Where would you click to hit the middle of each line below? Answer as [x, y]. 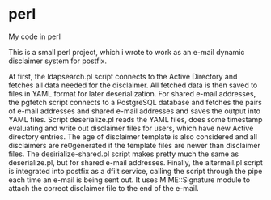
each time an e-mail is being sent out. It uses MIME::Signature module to [129, 180]
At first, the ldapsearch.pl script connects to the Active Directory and [123, 76]
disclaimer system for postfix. [58, 61]
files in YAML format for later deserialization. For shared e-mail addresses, [132, 93]
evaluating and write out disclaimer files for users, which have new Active [131, 128]
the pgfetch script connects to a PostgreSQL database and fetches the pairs [135, 102]
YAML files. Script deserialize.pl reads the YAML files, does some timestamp [135, 119]
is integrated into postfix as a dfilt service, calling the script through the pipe [135, 171]
